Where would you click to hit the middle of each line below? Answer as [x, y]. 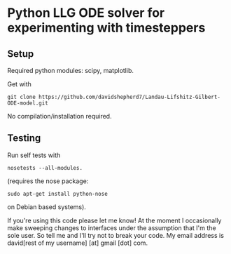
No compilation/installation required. [59, 116]
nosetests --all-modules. [45, 168]
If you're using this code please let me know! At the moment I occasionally [114, 220]
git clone [22, 97]
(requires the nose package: [48, 181]
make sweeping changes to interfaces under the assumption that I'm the [112, 228]
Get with [19, 84]
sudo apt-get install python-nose [58, 194]
